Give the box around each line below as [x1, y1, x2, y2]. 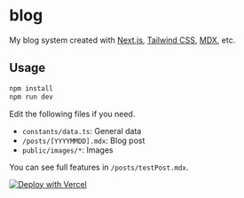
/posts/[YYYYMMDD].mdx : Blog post [21, 135, 146, 146]
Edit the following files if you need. [9, 108, 136, 119]
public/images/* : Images [21, 144, 114, 155]
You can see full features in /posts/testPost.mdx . [9, 162, 189, 172]
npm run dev [9, 92, 53, 101]
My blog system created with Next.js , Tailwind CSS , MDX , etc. [9, 35, 236, 45]
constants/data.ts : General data [21, 125, 142, 136]
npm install [9, 83, 53, 93]
